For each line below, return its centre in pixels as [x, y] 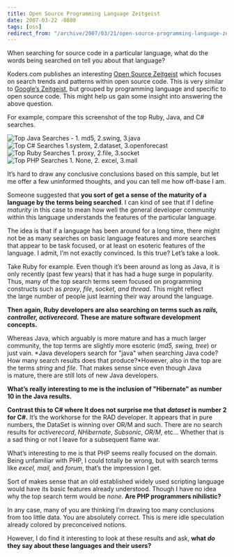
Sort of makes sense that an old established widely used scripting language [116, 482]
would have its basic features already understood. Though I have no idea [112, 489]
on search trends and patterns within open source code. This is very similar [116, 82]
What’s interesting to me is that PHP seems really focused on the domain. [112, 453]
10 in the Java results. [39, 396]
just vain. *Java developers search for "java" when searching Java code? [113, 353]
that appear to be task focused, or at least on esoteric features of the [106, 246]
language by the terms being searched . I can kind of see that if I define [110, 203]
